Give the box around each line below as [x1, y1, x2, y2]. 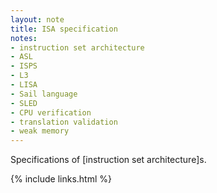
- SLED [10, 98, 38, 108]
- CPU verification [10, 107, 92, 118]
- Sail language [10, 89, 78, 99]
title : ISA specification [10, 24, 118, 34]
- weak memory [10, 126, 70, 136]
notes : [10, 33, 38, 43]
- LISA [10, 80, 38, 90]
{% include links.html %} [10, 173, 112, 185]
